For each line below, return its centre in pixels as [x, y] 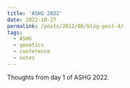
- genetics [29, 45]
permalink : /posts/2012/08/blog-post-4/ [66, 26]
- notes [24, 58]
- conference [32, 52]
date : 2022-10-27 [32, 20]
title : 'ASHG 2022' [35, 13]
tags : [15, 32]
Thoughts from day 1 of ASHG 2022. [58, 77]
